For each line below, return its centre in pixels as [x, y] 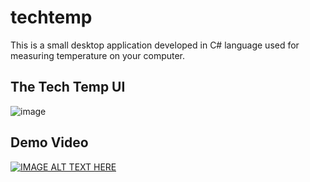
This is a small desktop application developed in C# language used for [155, 45]
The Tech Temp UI [68, 87]
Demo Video [49, 142]
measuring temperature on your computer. [98, 55]
